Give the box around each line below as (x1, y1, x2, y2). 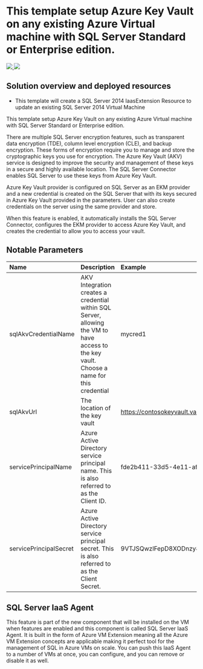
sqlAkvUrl (9, 407, 37, 416)
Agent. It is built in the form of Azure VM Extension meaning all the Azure (6, 632, 188, 639)
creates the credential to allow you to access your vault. (6, 227, 146, 234)
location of (80, 404, 111, 412)
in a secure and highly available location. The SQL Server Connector (6, 165, 176, 173)
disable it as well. (6, 657, 50, 664)
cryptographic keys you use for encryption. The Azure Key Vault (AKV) (6, 152, 182, 160)
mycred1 (120, 329, 146, 338)
